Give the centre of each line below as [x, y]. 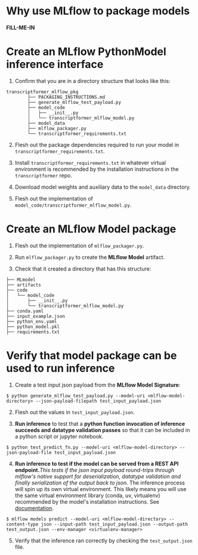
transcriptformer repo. [44, 175]
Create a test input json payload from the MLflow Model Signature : [98, 385]
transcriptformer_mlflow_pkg [42, 92]
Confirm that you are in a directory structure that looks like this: [92, 81]
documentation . [34, 508]
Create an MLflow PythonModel [86, 52]
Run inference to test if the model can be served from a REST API [97, 464]
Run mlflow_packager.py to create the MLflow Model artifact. [90, 257]
